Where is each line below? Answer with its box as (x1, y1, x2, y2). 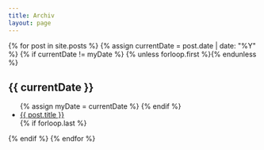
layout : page (8, 19, 52, 27)
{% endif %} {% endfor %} (8, 134, 96, 144)
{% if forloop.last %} (19, 118, 87, 128)
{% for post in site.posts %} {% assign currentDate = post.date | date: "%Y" (8, 40, 256, 50)
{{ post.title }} (19, 110, 65, 120)
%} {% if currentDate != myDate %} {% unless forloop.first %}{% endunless (8, 49, 257, 59)
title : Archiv (8, 11, 55, 20)
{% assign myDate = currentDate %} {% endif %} (19, 102, 182, 111)
